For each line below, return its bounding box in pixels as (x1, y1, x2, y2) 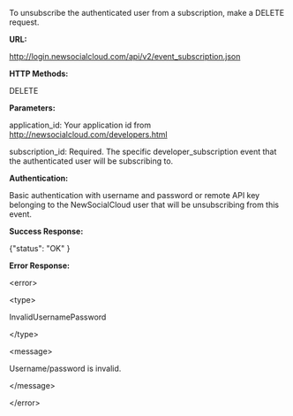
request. (9, 17, 40, 27)
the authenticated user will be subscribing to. (9, 156, 174, 166)
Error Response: (9, 260, 71, 271)
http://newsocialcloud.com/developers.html (9, 129, 168, 140)
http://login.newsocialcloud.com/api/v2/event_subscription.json (9, 51, 241, 61)
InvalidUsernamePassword (9, 312, 107, 322)
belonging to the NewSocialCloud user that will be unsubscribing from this (9, 199, 280, 210)
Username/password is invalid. (9, 363, 122, 374)
